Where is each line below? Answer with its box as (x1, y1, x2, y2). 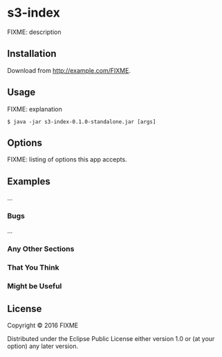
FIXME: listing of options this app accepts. (7, 155, 127, 164)
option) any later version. (7, 342, 78, 351)
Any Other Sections (7, 244, 75, 254)
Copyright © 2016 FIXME (7, 321, 79, 330)
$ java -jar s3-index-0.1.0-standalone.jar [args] (7, 118, 156, 125)
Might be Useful (7, 281, 62, 291)
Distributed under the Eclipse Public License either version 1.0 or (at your (7, 335, 215, 343)
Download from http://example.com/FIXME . (7, 66, 131, 74)
